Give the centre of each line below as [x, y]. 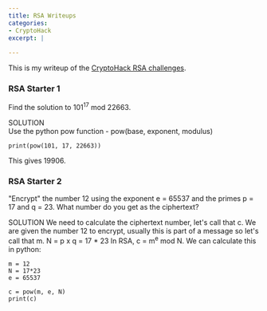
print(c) [23, 299]
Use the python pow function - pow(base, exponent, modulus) [111, 132]
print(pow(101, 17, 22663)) [55, 146]
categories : [28, 23]
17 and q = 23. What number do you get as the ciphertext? [104, 207]
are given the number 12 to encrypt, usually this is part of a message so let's [133, 231]
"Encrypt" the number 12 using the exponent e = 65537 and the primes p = [131, 199]
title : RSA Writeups [43, 16]
